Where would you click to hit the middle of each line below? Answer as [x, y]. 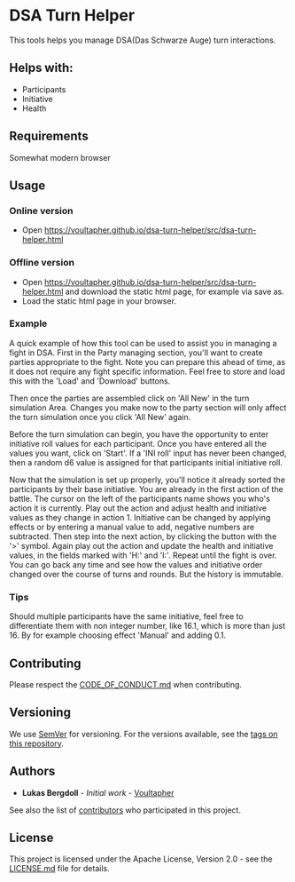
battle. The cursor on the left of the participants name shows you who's [140, 498]
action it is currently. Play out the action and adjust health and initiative [138, 508]
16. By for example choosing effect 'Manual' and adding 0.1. [118, 635]
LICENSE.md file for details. [59, 869]
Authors [32, 771]
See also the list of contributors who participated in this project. [125, 810]
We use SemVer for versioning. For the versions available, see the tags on [144, 734]
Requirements [49, 136]
